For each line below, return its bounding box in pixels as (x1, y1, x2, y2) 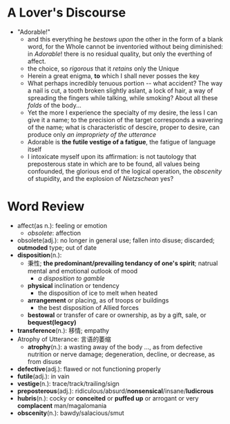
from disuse (27, 357, 62, 365)
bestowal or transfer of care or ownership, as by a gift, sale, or (27, 311, 207, 319)
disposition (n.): (17, 251, 62, 259)
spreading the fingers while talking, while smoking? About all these (27, 93, 218, 102)
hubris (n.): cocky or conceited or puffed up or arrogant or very (17, 394, 199, 402)
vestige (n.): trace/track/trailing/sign (17, 379, 119, 387)
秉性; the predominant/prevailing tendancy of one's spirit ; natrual (27, 259, 218, 267)
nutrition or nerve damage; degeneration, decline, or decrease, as (27, 350, 215, 358)
